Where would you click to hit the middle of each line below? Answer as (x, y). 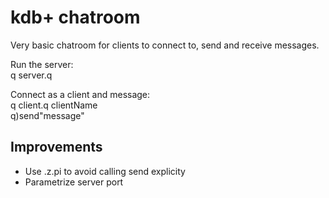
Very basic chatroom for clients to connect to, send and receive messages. (165, 45)
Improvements (56, 147)
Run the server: (42, 64)
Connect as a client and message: (80, 94)
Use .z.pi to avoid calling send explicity (105, 171)
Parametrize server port (74, 182)
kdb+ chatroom (75, 17)
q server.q (31, 75)
